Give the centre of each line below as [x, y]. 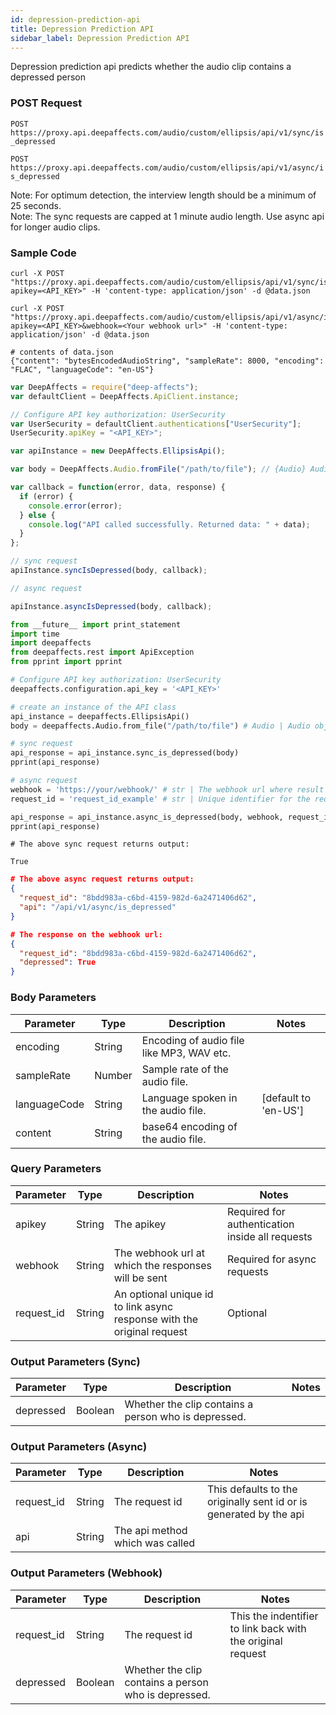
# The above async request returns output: [102, 879]
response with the [156, 1319]
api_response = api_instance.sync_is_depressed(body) [125, 753]
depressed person [48, 77]
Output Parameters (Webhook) [86, 1573]
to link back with [268, 1628]
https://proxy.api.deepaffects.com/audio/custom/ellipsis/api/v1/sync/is [167, 132]
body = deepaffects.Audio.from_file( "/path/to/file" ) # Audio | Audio [160, 726]
